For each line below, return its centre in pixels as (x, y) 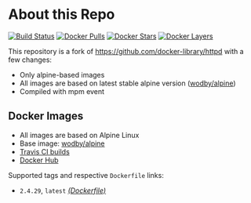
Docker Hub (39, 160)
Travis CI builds (45, 151)
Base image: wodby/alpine (62, 143)
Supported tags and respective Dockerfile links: (86, 175)
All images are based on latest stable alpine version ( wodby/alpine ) (128, 83)
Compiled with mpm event (62, 91)
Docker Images (46, 116)
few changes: (30, 60)
